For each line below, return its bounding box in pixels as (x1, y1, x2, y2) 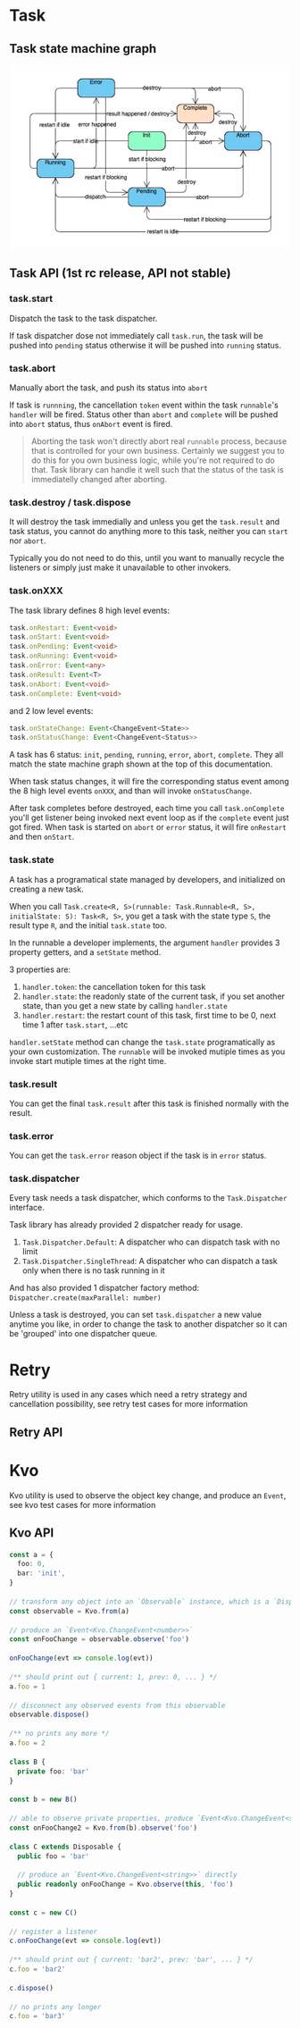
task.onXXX (9, 584, 64, 597)
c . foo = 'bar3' (9, 2012, 66, 2021)
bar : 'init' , (17, 1569, 66, 1578)
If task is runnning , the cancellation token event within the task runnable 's (9, 399, 279, 410)
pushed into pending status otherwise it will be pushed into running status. (9, 339, 281, 350)
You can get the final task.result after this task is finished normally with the (9, 1098, 289, 1109)
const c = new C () (9, 1908, 78, 1917)
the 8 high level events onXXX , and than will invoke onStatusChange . (9, 785, 253, 796)
